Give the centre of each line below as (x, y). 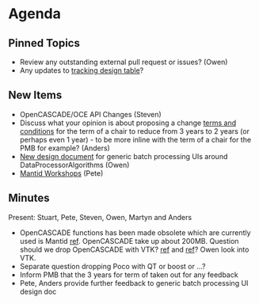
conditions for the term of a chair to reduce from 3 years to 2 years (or (134, 131)
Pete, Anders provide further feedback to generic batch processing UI (134, 283)
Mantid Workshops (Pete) (61, 173)
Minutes (29, 198)
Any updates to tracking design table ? (82, 70)
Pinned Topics (44, 43)
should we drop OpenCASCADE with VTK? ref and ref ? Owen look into (134, 249)
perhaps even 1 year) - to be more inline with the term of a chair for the (135, 139)
